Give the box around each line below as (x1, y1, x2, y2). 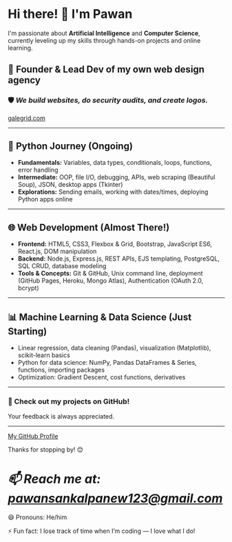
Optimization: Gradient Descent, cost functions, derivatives (17, 373, 186, 381)
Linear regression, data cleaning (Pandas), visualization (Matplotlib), (17, 344, 211, 352)
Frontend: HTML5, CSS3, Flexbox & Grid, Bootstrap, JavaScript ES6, (17, 240, 213, 248)
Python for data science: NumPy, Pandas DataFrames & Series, (17, 359, 197, 367)
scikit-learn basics (17, 351, 71, 359)
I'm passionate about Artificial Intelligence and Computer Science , (8, 29, 200, 37)
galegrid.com (8, 114, 45, 122)
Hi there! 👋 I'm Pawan (8, 6, 133, 22)
